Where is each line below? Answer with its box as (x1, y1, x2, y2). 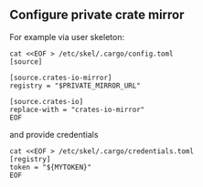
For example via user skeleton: (9, 31, 125, 42)
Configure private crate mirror (9, 7, 185, 23)
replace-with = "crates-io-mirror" (9, 105, 145, 114)
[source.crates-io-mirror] (9, 73, 112, 82)
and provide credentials (9, 129, 99, 140)
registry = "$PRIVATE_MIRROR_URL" (9, 81, 142, 90)
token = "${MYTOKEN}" (9, 162, 92, 171)
